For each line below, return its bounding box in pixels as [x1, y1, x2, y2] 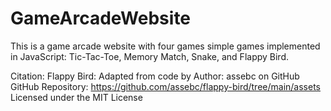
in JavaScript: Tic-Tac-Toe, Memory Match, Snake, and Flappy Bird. [10, 50, 289, 62]
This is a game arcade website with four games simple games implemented [10, 40, 321, 52]
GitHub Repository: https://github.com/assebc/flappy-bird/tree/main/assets [10, 80, 321, 92]
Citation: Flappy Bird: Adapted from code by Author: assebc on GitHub [10, 70, 300, 82]
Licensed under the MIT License [10, 91, 143, 103]
